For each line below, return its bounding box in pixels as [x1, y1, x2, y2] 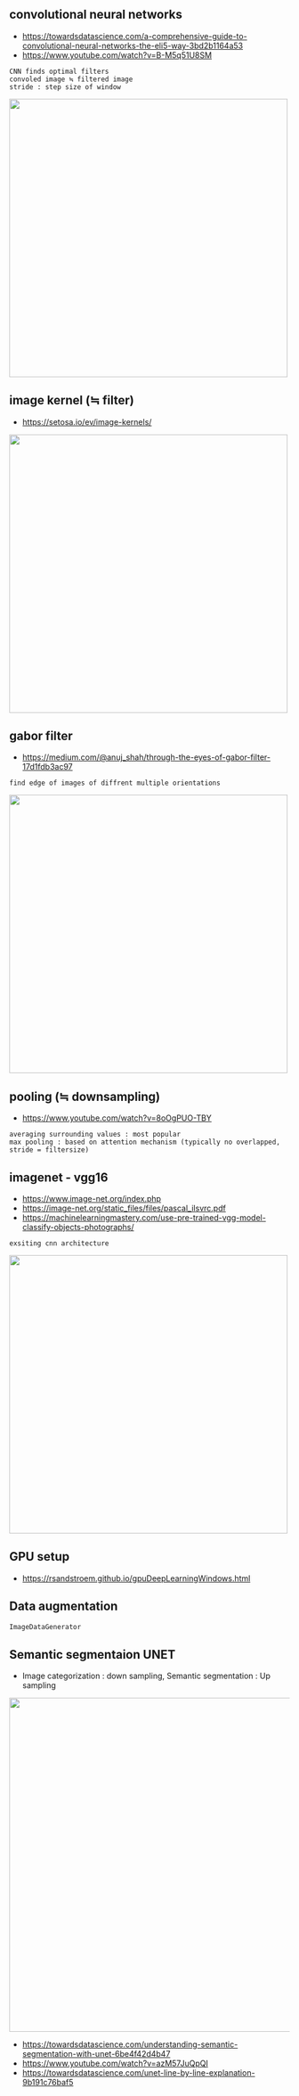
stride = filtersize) [9, 1146, 90, 1154]
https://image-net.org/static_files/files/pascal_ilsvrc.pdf [21, 1203, 227, 1214]
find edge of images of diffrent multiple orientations [9, 779, 221, 787]
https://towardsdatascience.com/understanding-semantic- [21, 2039, 238, 2050]
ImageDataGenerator [9, 1622, 82, 1631]
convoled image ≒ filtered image [9, 75, 133, 84]
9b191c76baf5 [21, 2077, 74, 2088]
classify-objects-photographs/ [21, 1222, 135, 1233]
